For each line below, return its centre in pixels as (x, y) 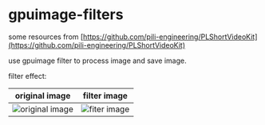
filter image (105, 96)
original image (43, 96)
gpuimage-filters (66, 15)
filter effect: (28, 76)
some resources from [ (46, 37)
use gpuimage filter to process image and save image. (97, 61)
